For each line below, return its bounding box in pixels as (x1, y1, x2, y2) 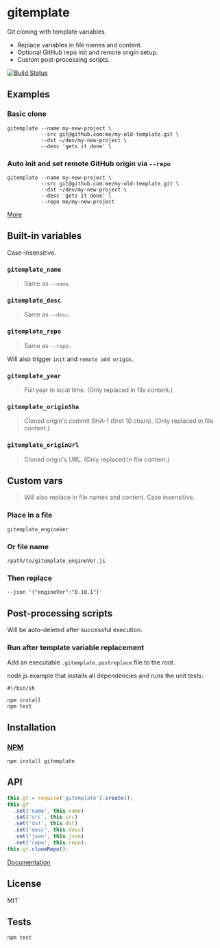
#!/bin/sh (7, 685, 36, 692)
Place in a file (7, 510, 53, 520)
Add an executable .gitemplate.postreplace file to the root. (7, 658, 175, 667)
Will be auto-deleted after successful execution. (7, 626, 143, 634)
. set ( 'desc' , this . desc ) (13, 826, 84, 833)
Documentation (7, 858, 51, 866)
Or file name (7, 542, 49, 551)
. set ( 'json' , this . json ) (13, 833, 84, 840)
